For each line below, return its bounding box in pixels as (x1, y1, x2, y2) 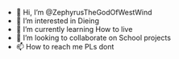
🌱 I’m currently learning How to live (15, 25, 133, 33)
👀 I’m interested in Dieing (15, 16, 99, 26)
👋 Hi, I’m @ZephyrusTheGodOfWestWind (15, 8, 152, 17)
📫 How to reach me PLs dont (15, 42, 114, 51)
